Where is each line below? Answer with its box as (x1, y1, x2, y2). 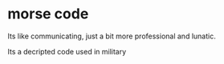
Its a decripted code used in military (7, 46, 127, 56)
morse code (7, 5, 89, 23)
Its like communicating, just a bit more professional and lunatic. (7, 31, 216, 41)
